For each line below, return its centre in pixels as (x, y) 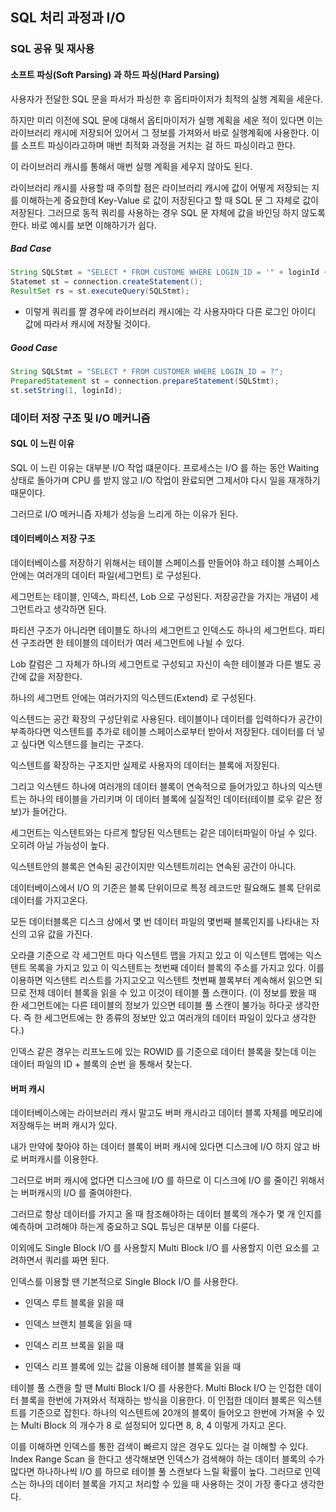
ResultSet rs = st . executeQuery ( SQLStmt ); (100, 291)
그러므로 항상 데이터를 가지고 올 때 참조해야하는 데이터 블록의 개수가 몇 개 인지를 (166, 1214)
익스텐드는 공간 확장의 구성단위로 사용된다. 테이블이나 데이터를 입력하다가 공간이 (166, 719)
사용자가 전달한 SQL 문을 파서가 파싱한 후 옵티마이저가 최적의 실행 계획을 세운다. (166, 99)
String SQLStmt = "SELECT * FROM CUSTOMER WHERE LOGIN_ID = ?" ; (147, 372)
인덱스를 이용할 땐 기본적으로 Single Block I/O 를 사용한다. (124, 1282)
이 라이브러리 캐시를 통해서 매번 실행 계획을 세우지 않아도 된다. (131, 166)
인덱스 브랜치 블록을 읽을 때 (78, 1324)
